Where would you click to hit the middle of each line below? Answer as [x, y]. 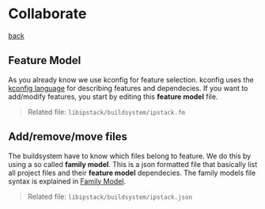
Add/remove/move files [68, 137]
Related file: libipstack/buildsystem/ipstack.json [110, 196]
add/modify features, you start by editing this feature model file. [113, 97]
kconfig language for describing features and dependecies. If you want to [128, 88]
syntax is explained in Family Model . [67, 181]
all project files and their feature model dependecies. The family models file [132, 173]
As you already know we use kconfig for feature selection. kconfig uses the [131, 79]
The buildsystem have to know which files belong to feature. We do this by [130, 156]
